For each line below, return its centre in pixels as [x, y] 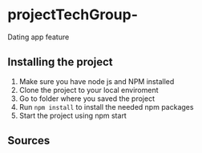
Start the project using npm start [73, 115]
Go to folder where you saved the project [87, 99]
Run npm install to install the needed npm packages [106, 107]
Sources [29, 141]
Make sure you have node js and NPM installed [97, 81]
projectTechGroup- [73, 15]
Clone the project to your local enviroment [89, 90]
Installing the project [60, 62]
